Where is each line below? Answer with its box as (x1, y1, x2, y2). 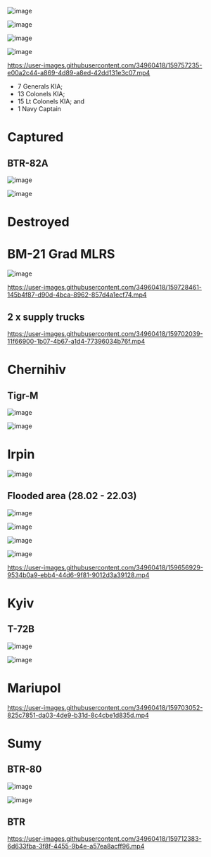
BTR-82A (7, 157, 49, 169)
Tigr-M (7, 389, 39, 401)
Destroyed (7, 214, 70, 230)
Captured (7, 129, 64, 146)
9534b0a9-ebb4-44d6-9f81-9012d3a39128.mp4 (7, 570, 150, 579)
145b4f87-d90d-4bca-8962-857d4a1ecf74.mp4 (7, 290, 147, 299)
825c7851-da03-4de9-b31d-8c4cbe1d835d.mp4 (7, 711, 149, 719)
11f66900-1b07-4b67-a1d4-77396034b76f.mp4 (7, 337, 146, 345)
